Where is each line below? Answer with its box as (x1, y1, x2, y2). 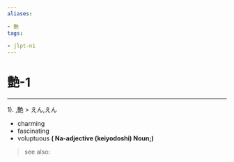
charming (17, 119, 45, 127)
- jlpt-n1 (7, 42, 36, 49)
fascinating (17, 127, 50, 135)
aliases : (7, 10, 33, 17)
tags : (7, 29, 23, 37)
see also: (24, 147, 51, 156)
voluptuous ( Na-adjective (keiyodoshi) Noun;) (17, 133, 155, 143)
